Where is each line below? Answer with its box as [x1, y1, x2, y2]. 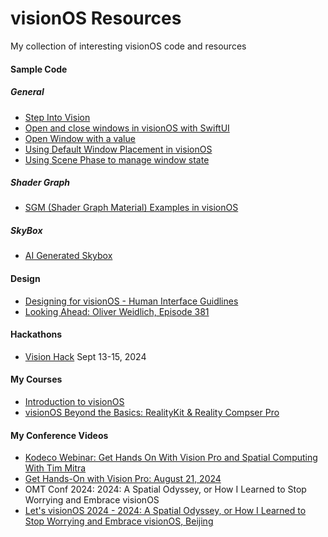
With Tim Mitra [24, 462, 87, 474]
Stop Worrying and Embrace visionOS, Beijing [24, 515, 214, 527]
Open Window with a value [24, 132, 136, 144]
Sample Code [10, 63, 68, 75]
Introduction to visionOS [24, 396, 125, 408]
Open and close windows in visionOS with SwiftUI [24, 122, 230, 134]
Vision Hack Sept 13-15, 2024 [24, 350, 147, 362]
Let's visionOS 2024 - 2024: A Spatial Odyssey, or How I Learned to [24, 505, 307, 517]
